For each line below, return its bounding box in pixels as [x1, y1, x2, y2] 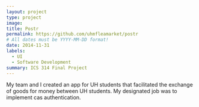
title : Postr [6, 25, 39, 32]
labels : [6, 48, 26, 54]
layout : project [6, 8, 47, 15]
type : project [6, 14, 42, 20]
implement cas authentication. [6, 94, 81, 101]
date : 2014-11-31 [6, 43, 50, 49]
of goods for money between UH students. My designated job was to [6, 88, 177, 95]
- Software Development [11, 59, 71, 65]
